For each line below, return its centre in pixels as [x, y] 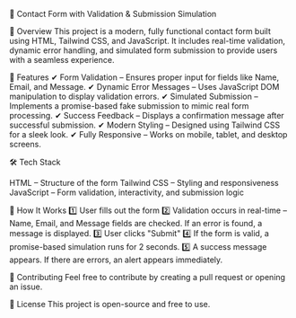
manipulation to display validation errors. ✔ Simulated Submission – [134, 96]
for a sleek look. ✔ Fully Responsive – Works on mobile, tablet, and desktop [148, 134]
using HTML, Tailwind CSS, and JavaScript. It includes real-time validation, [147, 41]
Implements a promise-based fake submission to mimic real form [129, 106]
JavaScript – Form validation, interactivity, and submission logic [127, 192]
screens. [26, 144]
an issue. [26, 287]
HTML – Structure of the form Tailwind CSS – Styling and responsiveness [144, 183]
